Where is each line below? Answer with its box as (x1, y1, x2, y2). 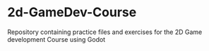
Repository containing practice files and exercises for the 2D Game (7, 28, 203, 36)
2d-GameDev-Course (7, 4, 137, 21)
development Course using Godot (7, 35, 106, 43)
